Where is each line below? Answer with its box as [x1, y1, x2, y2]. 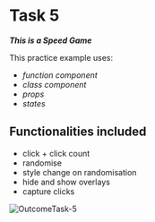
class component [22, 79, 87, 90]
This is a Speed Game [9, 35, 92, 46]
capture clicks [22, 185, 75, 197]
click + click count [22, 148, 90, 158]
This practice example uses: [9, 52, 114, 63]
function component [22, 69, 99, 81]
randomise [22, 158, 63, 168]
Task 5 [9, 5, 60, 26]
